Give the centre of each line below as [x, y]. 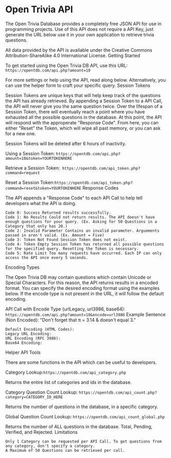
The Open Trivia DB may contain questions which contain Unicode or [78, 277]
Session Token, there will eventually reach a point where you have [75, 112]
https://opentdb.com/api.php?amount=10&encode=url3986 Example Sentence [85, 314]
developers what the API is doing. [41, 203]
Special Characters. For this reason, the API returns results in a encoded [82, 282]
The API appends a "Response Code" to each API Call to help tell [74, 198]
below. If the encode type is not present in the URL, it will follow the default [85, 294]
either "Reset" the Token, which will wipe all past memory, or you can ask [83, 128]
